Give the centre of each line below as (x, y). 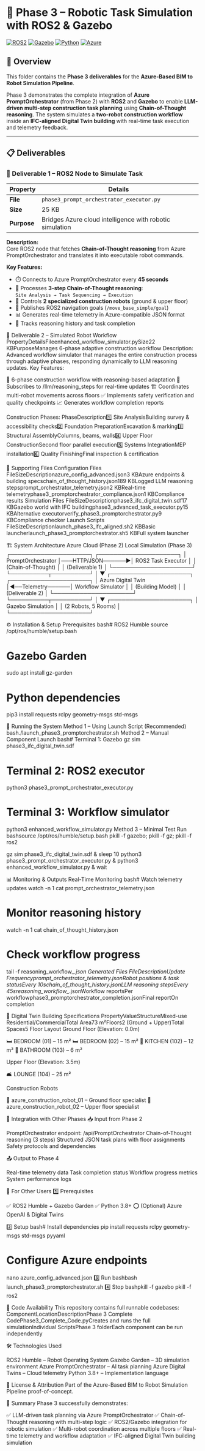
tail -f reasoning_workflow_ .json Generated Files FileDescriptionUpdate (96, 972)
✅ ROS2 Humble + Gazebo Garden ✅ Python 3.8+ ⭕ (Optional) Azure (94, 1206)
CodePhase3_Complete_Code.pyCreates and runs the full (78, 1321)
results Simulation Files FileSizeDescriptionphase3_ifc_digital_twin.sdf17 (97, 501)
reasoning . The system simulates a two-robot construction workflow (95, 114)
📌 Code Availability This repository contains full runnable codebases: (93, 1307)
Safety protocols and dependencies (51, 1146)
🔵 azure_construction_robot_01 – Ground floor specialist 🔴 (79, 1100)
